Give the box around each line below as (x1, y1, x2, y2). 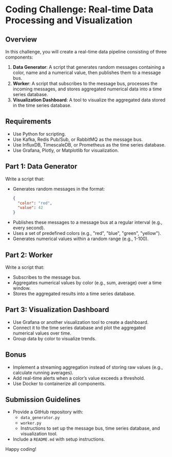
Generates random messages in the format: (12, 186, 105, 192)
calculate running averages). (12, 369, 73, 376)
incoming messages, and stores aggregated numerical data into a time (12, 86, 162, 92)
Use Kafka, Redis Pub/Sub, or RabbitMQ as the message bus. (12, 136, 143, 142)
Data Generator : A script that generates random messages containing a (12, 64, 165, 70)
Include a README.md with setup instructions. (12, 436, 105, 443)
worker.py (20, 421, 42, 426)
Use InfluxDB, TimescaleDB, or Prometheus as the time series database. (12, 141, 166, 148)
